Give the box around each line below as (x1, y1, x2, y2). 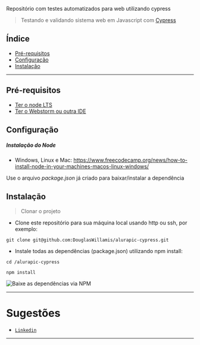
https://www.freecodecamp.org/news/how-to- (73, 156, 187, 164)
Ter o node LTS (14, 101, 52, 108)
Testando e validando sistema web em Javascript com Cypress (20, 17, 177, 23)
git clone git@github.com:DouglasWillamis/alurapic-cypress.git (6, 237, 169, 243)
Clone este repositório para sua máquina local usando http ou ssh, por (14, 219, 187, 226)
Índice (6, 34, 30, 44)
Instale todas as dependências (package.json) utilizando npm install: (14, 247, 183, 254)
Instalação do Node (6, 141, 57, 149)
